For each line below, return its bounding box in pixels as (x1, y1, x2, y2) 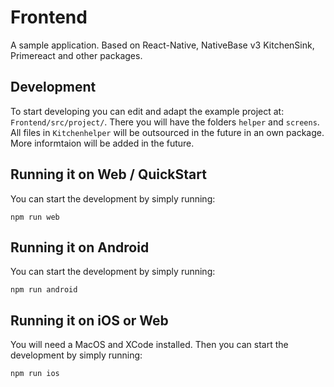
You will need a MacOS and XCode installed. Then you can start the (10, 339, 289, 351)
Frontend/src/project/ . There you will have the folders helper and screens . (10, 116, 320, 128)
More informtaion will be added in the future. (10, 137, 195, 149)
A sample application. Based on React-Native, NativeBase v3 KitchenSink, (10, 39, 315, 51)
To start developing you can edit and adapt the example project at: (10, 105, 285, 117)
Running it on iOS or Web (10, 312, 169, 329)
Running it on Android (10, 239, 150, 256)
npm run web (10, 212, 60, 222)
